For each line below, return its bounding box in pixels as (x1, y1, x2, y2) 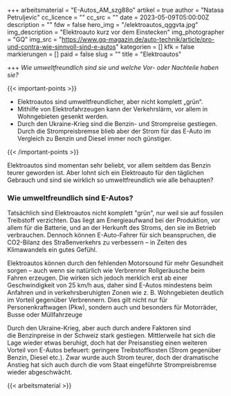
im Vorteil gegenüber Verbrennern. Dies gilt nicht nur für (7, 296, 168, 304)
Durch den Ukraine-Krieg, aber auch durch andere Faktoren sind (7, 324, 192, 332)
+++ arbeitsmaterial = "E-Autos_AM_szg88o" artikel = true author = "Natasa (7, 6, 224, 14)
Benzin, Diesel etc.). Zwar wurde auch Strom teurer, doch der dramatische (7, 353, 219, 362)
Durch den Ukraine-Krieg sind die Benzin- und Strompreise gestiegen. (17, 120, 218, 127)
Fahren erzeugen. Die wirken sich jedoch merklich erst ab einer (7, 273, 188, 282)
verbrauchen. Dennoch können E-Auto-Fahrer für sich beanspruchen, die (7, 231, 216, 240)
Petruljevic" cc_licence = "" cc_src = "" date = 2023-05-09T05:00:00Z (7, 13, 210, 21)
